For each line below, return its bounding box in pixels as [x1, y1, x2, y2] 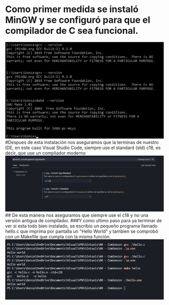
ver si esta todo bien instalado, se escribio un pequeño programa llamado [5, 223, 157, 229]
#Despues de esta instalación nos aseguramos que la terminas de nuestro [5, 139, 159, 145]
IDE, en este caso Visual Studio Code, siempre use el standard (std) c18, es [5, 145, 161, 151]
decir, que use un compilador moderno [5, 150, 86, 156]
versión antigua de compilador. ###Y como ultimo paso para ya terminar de [5, 218, 162, 224]
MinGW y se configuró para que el [5, 14, 150, 26]
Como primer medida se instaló [5, 4, 139, 15]
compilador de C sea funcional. [5, 25, 138, 36]
